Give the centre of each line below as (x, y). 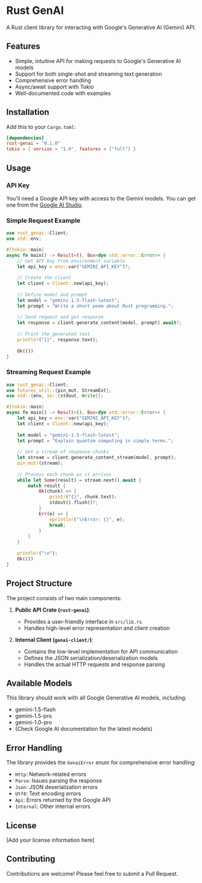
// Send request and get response (60, 317)
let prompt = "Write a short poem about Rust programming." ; (95, 306)
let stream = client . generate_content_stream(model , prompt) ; (97, 458)
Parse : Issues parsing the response (58, 781)
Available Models (39, 683)
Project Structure (39, 584)
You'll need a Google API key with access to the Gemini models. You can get (101, 198)
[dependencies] (25, 138)
